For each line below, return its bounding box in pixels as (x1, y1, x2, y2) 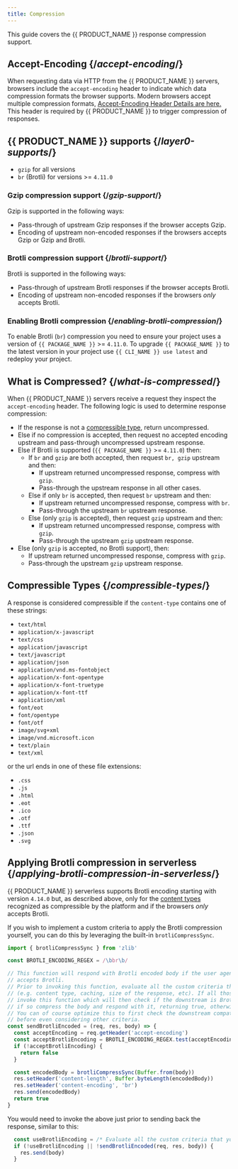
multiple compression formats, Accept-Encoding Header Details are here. (7, 99, 222, 108)
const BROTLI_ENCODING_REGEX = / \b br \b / (7, 957, 129, 964)
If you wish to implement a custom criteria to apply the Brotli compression (7, 923, 222, 932)
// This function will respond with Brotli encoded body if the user (7, 970, 217, 977)
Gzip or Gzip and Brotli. (17, 235, 86, 244)
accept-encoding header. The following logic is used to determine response (7, 402, 227, 410)
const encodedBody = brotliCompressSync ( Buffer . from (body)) (13, 1069, 195, 1076)
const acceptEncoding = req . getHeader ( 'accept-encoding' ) (13, 1030, 189, 1037)
